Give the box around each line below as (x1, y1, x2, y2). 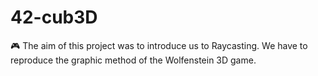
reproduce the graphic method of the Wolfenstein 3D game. (10, 54, 257, 66)
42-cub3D (10, 6, 98, 29)
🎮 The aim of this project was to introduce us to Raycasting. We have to (10, 39, 308, 51)
